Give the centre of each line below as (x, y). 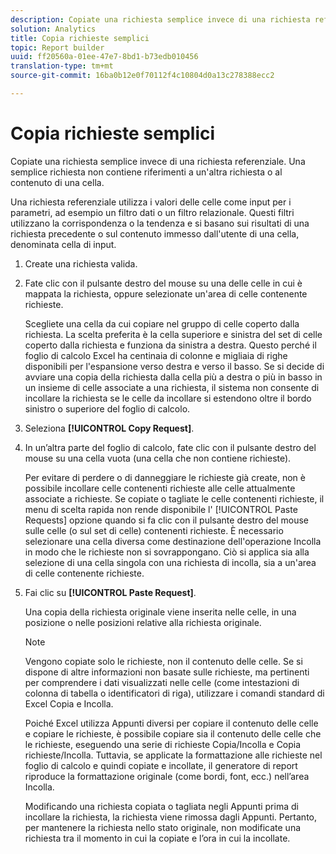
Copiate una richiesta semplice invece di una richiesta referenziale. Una (158, 161)
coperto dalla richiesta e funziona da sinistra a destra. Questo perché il (170, 345)
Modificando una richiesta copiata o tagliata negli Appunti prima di (161, 806)
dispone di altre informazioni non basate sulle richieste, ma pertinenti (167, 672)
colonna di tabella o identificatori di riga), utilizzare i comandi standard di (174, 693)
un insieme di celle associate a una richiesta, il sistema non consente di (172, 387)
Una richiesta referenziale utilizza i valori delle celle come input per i (151, 202)
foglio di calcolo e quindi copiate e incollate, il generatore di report (161, 765)
